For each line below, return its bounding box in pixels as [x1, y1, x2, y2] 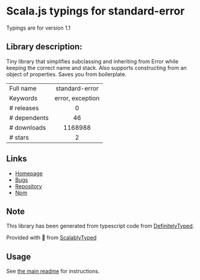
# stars [9, 133, 29, 141]
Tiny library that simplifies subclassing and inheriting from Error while [6, 57, 179, 65]
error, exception [54, 94, 100, 102]
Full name [9, 84, 37, 92]
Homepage [14, 170, 43, 177]
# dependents [9, 113, 49, 122]
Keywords [9, 94, 38, 102]
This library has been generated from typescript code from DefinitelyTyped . [6, 222, 195, 230]
